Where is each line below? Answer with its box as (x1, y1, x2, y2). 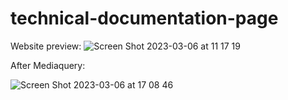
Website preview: (10, 40, 82, 52)
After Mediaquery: (10, 59, 86, 71)
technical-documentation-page (10, 7, 279, 30)
